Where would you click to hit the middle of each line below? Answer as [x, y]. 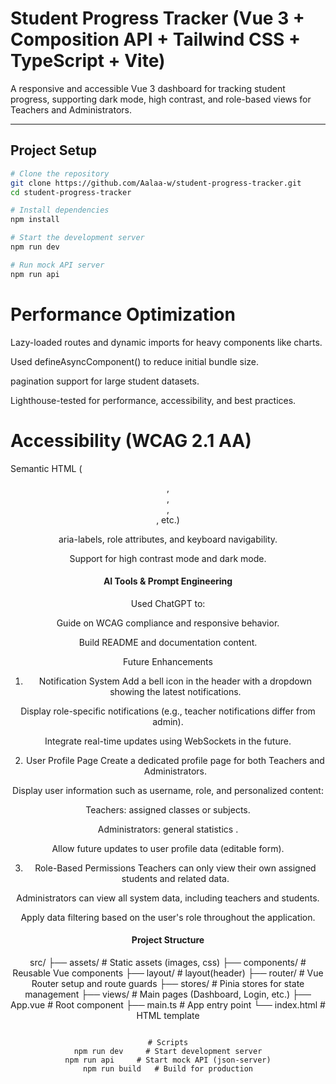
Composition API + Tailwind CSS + [155, 39]
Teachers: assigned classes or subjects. [168, 809]
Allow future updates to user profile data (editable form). [168, 848]
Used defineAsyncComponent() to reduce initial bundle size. [135, 361]
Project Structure [168, 940]
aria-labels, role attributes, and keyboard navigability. [168, 539]
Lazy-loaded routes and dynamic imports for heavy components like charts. [166, 342]
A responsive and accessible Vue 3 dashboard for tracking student [148, 88]
